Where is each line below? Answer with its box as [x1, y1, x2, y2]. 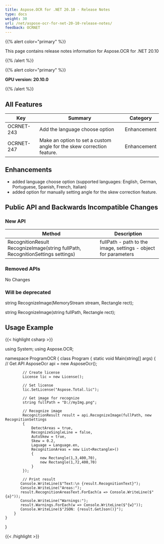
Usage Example [5, 323, 54, 332]
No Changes [5, 276, 30, 282]
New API [5, 218, 26, 225]
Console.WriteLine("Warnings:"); [20, 498, 89, 503]
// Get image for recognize [22, 396, 80, 400]
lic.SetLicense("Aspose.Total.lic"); [22, 387, 99, 392]
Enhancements [5, 166, 52, 174]
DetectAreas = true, [31, 425, 73, 430]
